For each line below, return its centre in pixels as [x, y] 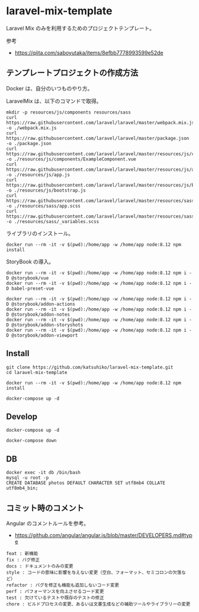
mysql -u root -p [28, 478]
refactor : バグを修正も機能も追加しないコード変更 [63, 585]
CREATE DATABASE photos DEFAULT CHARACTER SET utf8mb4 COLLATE [86, 483]
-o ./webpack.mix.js [32, 128]
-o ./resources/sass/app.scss [44, 206]
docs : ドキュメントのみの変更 [40, 566]
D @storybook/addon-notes [38, 314]
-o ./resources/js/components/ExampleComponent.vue [71, 159]
